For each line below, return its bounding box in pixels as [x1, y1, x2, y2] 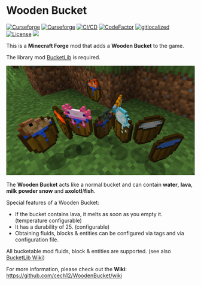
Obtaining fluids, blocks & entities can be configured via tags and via [14, 230, 184, 237]
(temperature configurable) [14, 217, 82, 225]
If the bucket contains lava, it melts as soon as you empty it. [14, 211, 163, 218]
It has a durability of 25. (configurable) [14, 223, 110, 231]
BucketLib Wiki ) [6, 254, 45, 261]
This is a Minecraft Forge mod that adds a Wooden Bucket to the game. [6, 42, 184, 49]
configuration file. [14, 236, 59, 243]
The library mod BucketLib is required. [6, 53, 100, 60]
